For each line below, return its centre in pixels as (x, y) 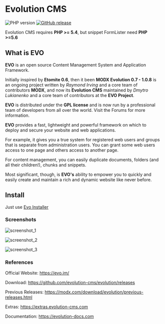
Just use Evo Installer (27, 207)
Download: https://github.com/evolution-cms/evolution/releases (70, 283)
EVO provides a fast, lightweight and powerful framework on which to (76, 125)
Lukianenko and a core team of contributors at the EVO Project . (70, 95)
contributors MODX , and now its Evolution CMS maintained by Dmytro (77, 90)
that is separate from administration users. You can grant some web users (80, 145)
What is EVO (25, 53)
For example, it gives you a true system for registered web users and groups (82, 139)
